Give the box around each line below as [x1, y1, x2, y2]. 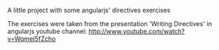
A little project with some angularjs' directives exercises [7, 6, 171, 14]
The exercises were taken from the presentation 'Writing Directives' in [7, 20, 212, 27]
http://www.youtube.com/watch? [88, 27, 185, 35]
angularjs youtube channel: [7, 27, 87, 35]
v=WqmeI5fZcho [7, 35, 56, 43]
